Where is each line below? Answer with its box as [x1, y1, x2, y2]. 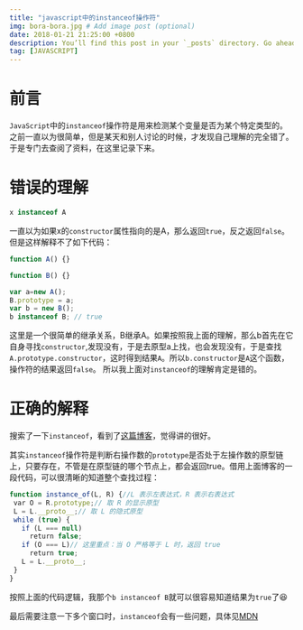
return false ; [29, 532, 83, 542]
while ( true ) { [13, 515, 70, 524]
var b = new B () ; [9, 304, 75, 313]
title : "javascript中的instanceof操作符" [9, 13, 161, 23]
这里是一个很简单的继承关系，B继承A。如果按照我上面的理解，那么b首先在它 [9, 330, 294, 341]
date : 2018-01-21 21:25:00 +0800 [9, 30, 135, 39]
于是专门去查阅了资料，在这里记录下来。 [9, 143, 160, 153]
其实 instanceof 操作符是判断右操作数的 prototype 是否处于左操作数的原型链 [9, 449, 284, 460]
